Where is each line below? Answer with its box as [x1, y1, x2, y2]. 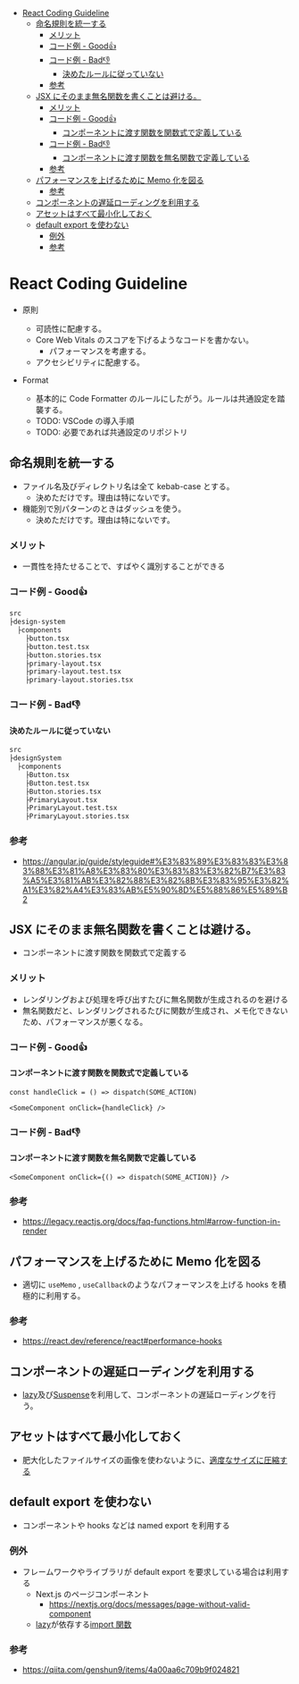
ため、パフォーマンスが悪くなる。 [21, 1016, 148, 1027]
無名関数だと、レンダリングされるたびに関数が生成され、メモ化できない [21, 1005, 288, 1016]
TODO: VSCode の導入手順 [35, 415, 135, 426]
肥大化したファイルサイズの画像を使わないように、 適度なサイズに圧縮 [21, 1454, 280, 1465]
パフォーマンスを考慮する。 [48, 345, 152, 356]
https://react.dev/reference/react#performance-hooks [21, 1336, 223, 1347]
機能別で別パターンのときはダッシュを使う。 [21, 503, 187, 513]
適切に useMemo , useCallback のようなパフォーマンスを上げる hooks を [21, 1279, 279, 1290]
